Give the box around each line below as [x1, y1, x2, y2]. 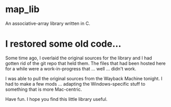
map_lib [5, 4, 40, 15]
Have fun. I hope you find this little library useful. [5, 96, 108, 102]
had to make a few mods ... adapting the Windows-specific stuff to [5, 81, 145, 87]
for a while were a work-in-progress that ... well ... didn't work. [5, 65, 136, 72]
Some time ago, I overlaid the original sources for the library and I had [5, 55, 152, 61]
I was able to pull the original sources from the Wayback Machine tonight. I [5, 75, 162, 82]
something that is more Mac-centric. [5, 86, 82, 92]
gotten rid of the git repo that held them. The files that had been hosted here [5, 60, 166, 66]
